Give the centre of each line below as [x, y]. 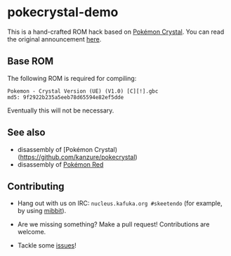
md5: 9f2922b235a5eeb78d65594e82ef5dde [66, 97]
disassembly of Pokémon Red [60, 164]
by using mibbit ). [42, 211]
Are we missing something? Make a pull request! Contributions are [113, 224]
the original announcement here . [54, 39]
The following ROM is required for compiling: [72, 78]
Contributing [36, 186]
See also [26, 133]
